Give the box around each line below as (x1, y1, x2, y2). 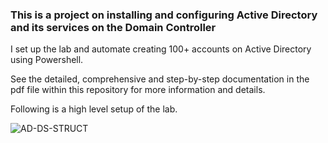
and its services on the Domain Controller (10, 20, 217, 34)
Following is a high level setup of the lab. (10, 103, 178, 115)
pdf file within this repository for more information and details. (10, 84, 266, 96)
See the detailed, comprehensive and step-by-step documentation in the (10, 73, 310, 85)
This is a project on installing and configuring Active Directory (10, 8, 318, 22)
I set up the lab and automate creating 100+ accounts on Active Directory (10, 43, 312, 55)
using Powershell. (10, 54, 84, 66)
